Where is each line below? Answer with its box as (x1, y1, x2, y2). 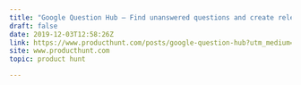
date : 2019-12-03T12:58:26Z (9, 30, 115, 38)
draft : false (9, 21, 58, 30)
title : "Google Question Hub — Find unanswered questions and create (9, 13, 275, 22)
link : (9, 38, 30, 47)
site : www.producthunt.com (9, 47, 110, 55)
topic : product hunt (9, 55, 87, 64)
